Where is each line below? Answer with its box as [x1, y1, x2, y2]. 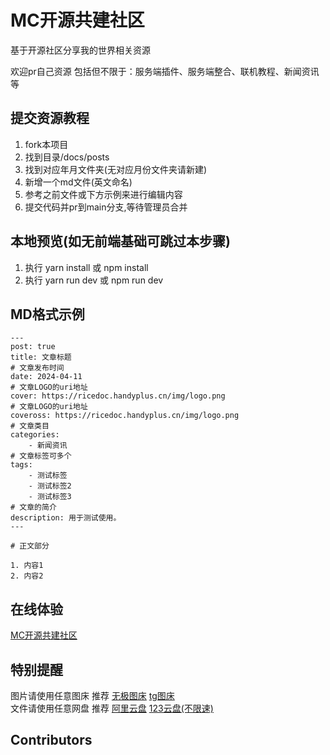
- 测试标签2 [28, 481, 72, 491]
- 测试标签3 [28, 492, 72, 502]
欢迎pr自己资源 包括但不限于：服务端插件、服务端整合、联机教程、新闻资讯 [10, 65, 320, 77]
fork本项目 [24, 138, 69, 150]
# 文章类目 [10, 421, 50, 431]
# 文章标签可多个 [10, 451, 72, 461]
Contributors [10, 732, 93, 749]
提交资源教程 [10, 110, 90, 127]
